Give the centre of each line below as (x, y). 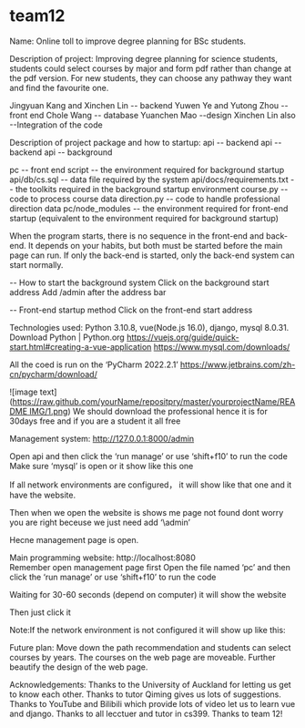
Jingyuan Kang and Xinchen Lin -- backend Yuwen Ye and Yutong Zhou (144, 105)
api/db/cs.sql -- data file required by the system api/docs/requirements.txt (149, 179)
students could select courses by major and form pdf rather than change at (150, 68)
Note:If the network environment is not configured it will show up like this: (147, 630)
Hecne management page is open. (74, 539)
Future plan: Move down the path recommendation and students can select (150, 647)
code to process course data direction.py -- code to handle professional (145, 199)
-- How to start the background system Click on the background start (140, 282)
